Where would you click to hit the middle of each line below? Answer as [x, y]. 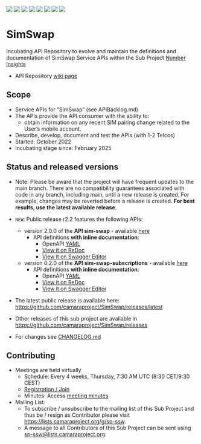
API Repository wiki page [46, 76]
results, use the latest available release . [66, 207]
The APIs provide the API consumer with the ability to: [82, 116]
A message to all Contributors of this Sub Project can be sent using [107, 428]
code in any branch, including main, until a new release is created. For [102, 194]
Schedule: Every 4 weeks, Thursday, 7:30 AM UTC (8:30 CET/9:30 [107, 377]
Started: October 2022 [43, 142]
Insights [16, 64]
